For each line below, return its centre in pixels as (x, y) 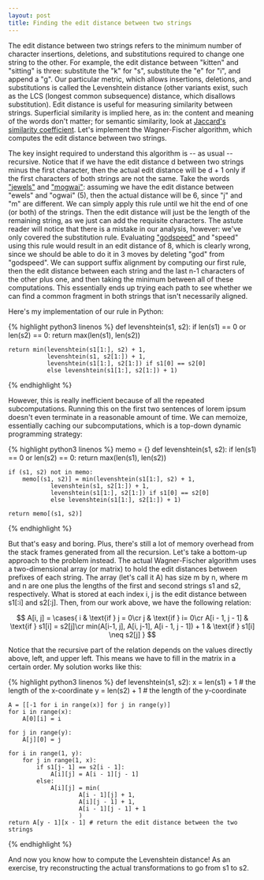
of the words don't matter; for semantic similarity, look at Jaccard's (117, 121)
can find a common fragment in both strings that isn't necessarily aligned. (128, 296)
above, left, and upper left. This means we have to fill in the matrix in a (122, 658)
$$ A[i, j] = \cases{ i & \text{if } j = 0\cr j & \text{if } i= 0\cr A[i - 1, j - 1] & (132, 618)
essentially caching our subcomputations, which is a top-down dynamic (125, 425)
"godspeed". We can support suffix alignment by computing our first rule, (127, 262)
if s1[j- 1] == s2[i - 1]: (81, 767)
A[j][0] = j (42, 739)
